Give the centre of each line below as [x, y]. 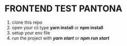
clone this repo [27, 22]
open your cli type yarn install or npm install [57, 27]
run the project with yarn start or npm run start [61, 38]
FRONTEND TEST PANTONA [63, 9]
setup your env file [31, 33]
